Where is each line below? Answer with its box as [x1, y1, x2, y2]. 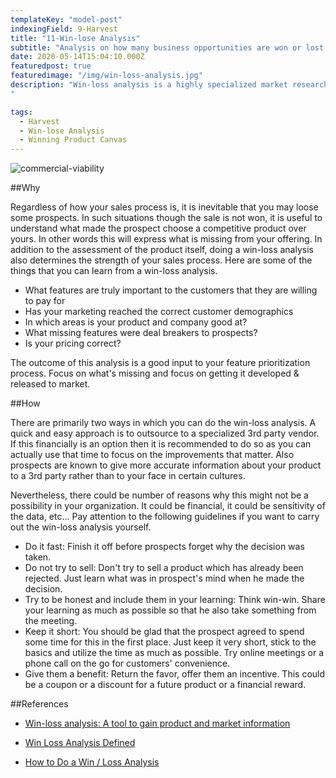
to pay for [24, 295, 66, 307]
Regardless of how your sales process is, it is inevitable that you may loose [10, 201, 319, 213]
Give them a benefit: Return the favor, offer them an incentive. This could [24, 668, 326, 680]
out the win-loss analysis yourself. [10, 521, 152, 533]
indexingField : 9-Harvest [10, 24, 118, 34]
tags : [10, 107, 33, 117]
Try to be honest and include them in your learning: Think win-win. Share [24, 594, 326, 606]
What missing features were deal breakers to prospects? [24, 327, 258, 339]
